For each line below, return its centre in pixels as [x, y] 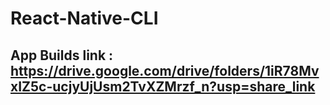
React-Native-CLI [84, 18]
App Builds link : [62, 55]
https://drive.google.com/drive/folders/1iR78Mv [165, 70]
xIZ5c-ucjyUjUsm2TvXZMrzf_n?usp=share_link [163, 86]
